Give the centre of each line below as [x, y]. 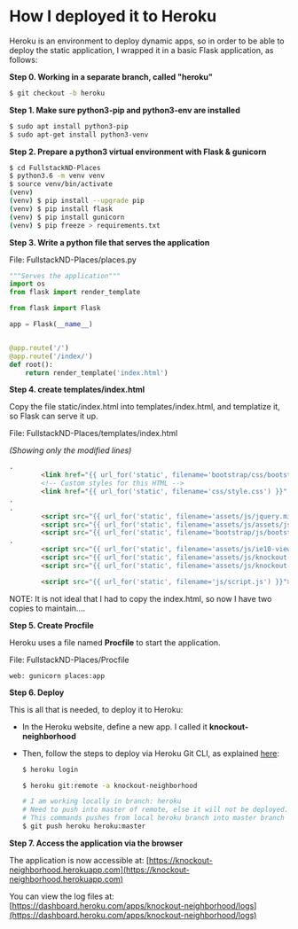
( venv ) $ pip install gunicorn [67, 217]
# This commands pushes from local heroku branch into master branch [153, 818]
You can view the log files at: [62, 896]
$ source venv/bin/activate [61, 184]
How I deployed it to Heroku [113, 16]
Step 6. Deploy [37, 692]
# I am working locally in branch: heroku [102, 801]
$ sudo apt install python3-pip [69, 126]
